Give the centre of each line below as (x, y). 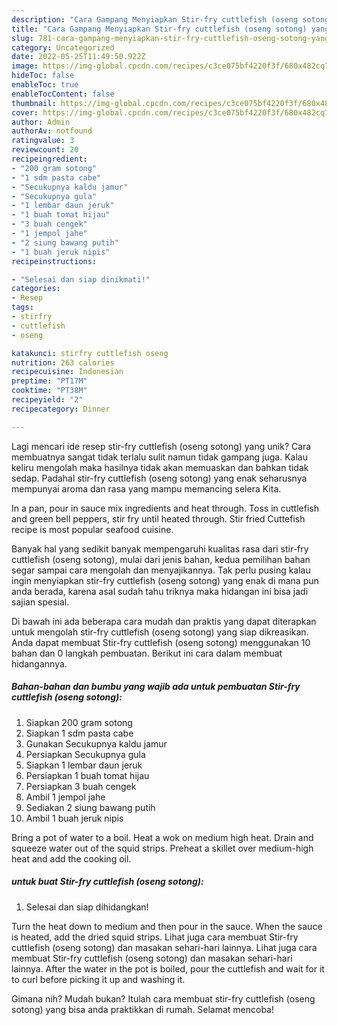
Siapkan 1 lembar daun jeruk (84, 765)
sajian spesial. (40, 602)
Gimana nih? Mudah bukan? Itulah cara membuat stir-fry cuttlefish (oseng (163, 998)
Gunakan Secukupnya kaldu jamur (96, 743)
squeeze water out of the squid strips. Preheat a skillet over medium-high (162, 848)
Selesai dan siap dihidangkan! (87, 907)
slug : (22, 38)
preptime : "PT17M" (49, 381)
